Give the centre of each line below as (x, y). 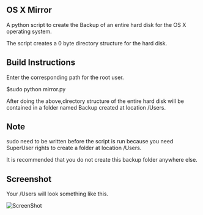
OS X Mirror (29, 10)
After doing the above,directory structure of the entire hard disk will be (95, 101)
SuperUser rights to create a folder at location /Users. (74, 148)
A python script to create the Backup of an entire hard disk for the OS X (96, 25)
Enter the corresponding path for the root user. (65, 77)
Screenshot (29, 179)
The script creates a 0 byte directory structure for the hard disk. (87, 43)
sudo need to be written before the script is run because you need (90, 141)
